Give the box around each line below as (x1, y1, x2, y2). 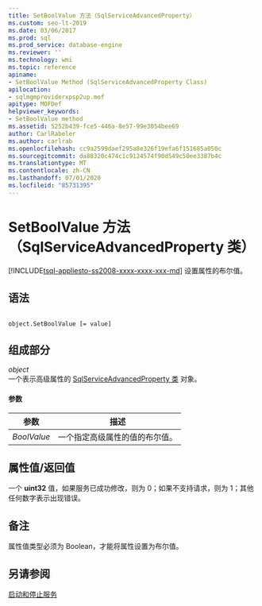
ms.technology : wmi (8, 56, 73, 64)
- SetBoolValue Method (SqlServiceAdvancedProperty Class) (8, 78, 208, 86)
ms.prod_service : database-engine (8, 41, 123, 49)
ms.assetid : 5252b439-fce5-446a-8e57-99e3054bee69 (8, 122, 179, 130)
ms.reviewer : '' (8, 48, 62, 56)
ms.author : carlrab (8, 137, 73, 145)
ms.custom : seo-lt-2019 (8, 19, 87, 27)
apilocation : (8, 85, 52, 94)
